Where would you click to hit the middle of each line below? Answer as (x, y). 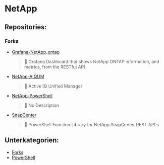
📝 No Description (42, 105)
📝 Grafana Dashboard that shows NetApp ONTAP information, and (92, 61)
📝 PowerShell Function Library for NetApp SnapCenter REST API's (91, 124)
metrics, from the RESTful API (55, 67)
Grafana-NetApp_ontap (36, 52)
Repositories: (26, 27)
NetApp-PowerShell (32, 95)
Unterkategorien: (32, 140)
